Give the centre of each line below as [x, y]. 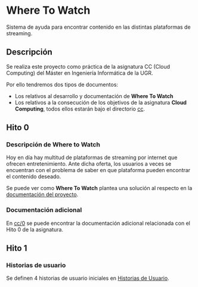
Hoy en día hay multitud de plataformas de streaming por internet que [92, 158]
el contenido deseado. [34, 176]
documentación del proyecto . [42, 194]
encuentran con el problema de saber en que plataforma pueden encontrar [98, 170]
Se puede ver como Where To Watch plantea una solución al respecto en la [99, 188]
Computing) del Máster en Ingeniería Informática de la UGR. [80, 73]
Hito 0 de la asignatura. [35, 229]
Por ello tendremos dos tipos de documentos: [62, 84]
